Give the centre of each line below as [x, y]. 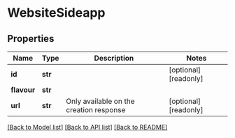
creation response [96, 110]
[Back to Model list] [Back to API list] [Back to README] [87, 127]
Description [114, 58]
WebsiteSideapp [56, 13]
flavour [23, 90]
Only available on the [100, 101]
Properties [31, 39]
